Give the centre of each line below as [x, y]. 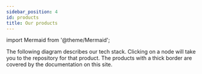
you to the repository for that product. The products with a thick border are [99, 58]
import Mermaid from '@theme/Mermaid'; [58, 40]
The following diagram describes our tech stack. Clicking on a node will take [101, 52]
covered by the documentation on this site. [59, 64]
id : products [23, 17]
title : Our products [32, 23]
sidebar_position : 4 [32, 12]
